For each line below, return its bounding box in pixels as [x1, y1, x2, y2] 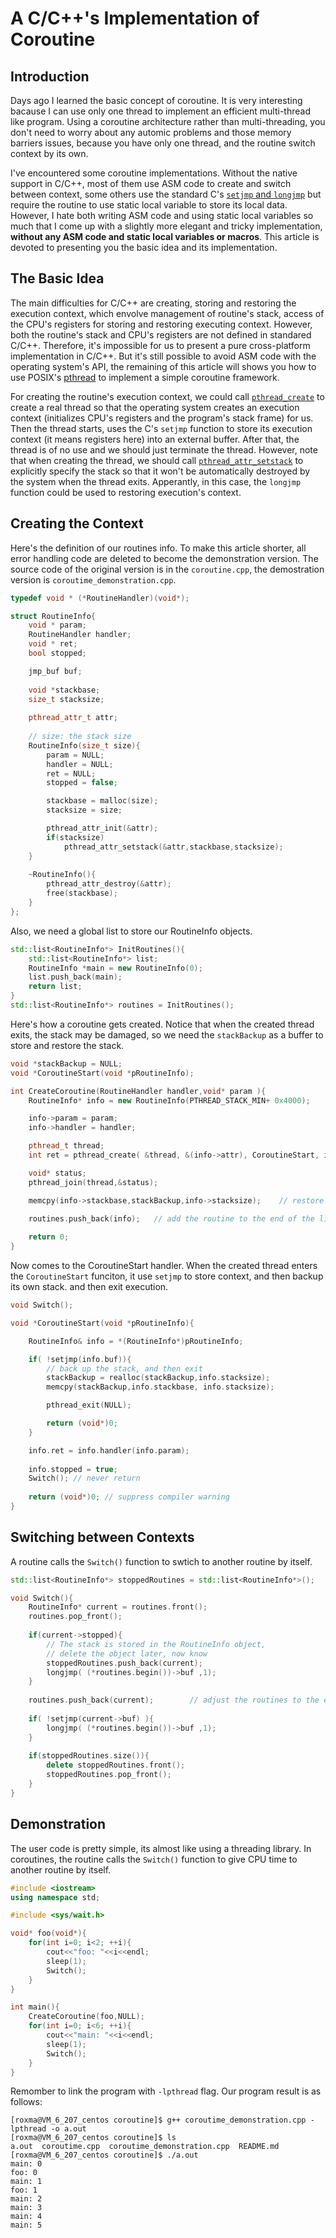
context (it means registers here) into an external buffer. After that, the [10, 433, 300, 445]
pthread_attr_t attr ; [28, 713, 118, 723]
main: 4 [10, 2212, 43, 2222]
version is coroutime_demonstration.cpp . [10, 573, 177, 586]
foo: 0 [10, 2168, 38, 2178]
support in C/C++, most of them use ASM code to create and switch [10, 178, 292, 189]
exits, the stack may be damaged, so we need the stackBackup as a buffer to [10, 1028, 324, 1041]
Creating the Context [10, 515, 144, 532]
